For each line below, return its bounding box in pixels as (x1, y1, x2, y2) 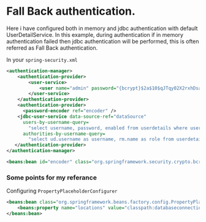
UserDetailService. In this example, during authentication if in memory (6, 31, 184, 38)
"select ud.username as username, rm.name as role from (28, 136, 174, 142)
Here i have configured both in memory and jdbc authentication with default (6, 25, 198, 32)
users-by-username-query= (22, 119, 89, 125)
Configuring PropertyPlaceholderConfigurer (6, 187, 118, 194)
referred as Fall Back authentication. (6, 44, 98, 52)
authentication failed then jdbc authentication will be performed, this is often (6, 37, 199, 45)
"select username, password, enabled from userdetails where (28, 124, 188, 131)
